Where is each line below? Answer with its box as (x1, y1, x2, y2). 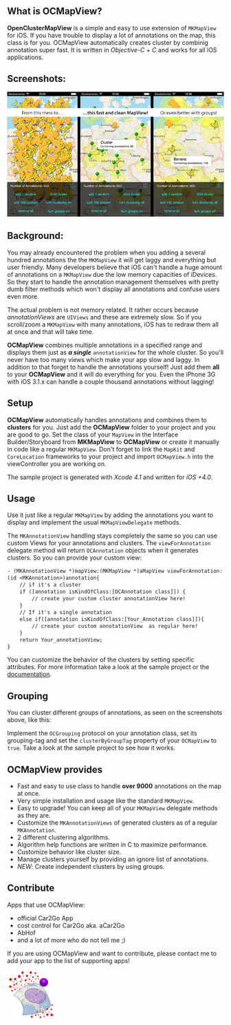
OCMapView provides (7, 763, 103, 775)
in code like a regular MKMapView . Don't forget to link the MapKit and (7, 445, 195, 453)
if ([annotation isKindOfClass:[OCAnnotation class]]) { (19, 589, 186, 595)
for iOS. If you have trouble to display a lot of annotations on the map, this (7, 31, 216, 39)
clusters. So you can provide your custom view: (7, 553, 142, 562)
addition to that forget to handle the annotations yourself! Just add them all (7, 363, 220, 371)
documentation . (7, 670, 52, 679)
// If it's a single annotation (19, 609, 112, 616)
